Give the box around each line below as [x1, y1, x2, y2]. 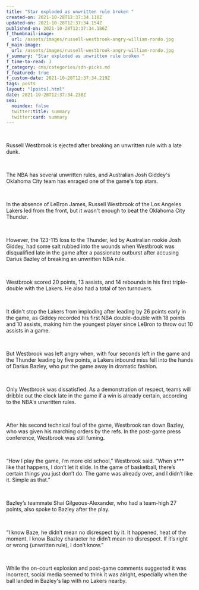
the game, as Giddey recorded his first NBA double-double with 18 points [6, 314, 185, 322]
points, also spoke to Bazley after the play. [6, 506, 110, 513]
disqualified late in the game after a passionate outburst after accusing [6, 249, 179, 256]
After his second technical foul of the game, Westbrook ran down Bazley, [6, 421, 185, 429]
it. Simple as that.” [6, 476, 50, 483]
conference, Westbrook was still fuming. [6, 434, 105, 442]
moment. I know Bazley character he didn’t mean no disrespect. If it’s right [6, 535, 188, 542]
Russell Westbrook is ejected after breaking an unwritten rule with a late [6, 142, 182, 149]
